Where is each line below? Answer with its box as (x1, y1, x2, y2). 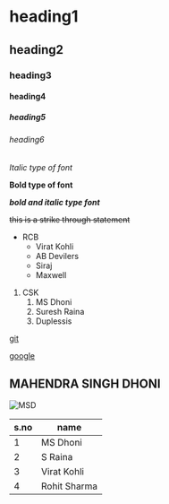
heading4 (9, 91, 46, 102)
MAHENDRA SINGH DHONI (9, 377, 161, 392)
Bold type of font (9, 179, 73, 190)
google (9, 350, 36, 361)
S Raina (41, 451, 73, 464)
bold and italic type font (9, 196, 100, 207)
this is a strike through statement (9, 213, 131, 225)
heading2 (9, 42, 64, 57)
